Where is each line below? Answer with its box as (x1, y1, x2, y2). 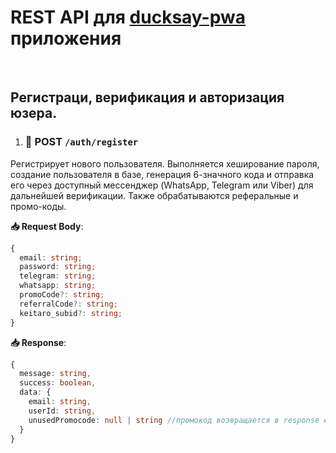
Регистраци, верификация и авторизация (10, 89, 285, 106)
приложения (10, 27, 122, 50)
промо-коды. (10, 200, 67, 212)
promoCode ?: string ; (19, 290, 105, 300)
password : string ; (19, 262, 97, 272)
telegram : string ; (19, 271, 97, 281)
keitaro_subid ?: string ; (19, 308, 123, 318)
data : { (19, 387, 52, 398)
